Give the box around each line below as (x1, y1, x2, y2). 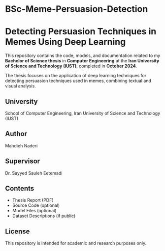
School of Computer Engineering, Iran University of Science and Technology (5, 110, 161, 116)
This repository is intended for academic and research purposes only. (5, 240, 147, 246)
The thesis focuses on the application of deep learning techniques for (5, 73, 147, 79)
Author (5, 130, 27, 138)
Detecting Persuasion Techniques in (5, 26, 157, 37)
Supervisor (5, 157, 40, 166)
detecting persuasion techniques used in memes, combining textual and (5, 78, 152, 84)
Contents (5, 184, 34, 193)
